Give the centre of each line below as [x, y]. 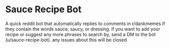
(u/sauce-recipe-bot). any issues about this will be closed [66, 40]
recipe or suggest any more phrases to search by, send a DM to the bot [81, 34]
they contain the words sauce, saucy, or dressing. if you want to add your [83, 29]
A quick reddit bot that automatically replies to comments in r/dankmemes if [85, 23]
